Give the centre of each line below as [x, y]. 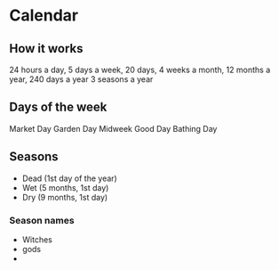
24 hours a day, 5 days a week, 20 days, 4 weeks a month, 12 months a [140, 70]
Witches [37, 239]
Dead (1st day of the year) [69, 178]
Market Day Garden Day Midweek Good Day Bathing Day [113, 128]
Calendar [44, 16]
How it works [46, 49]
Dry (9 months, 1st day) [65, 197]
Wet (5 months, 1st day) [65, 187]
